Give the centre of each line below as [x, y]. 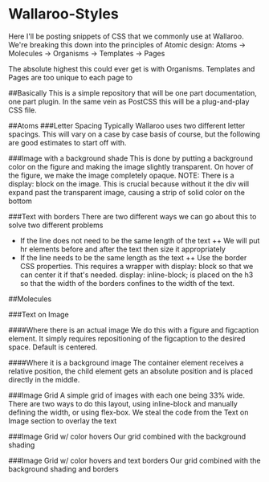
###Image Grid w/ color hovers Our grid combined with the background [127, 436]
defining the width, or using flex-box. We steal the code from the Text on [128, 412]
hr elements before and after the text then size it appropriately [123, 249]
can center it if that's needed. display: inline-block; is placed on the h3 [137, 275]
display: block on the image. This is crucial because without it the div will [129, 184]
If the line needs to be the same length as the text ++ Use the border [133, 257]
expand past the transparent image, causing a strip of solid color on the [126, 192]
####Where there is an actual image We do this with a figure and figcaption [134, 329]
